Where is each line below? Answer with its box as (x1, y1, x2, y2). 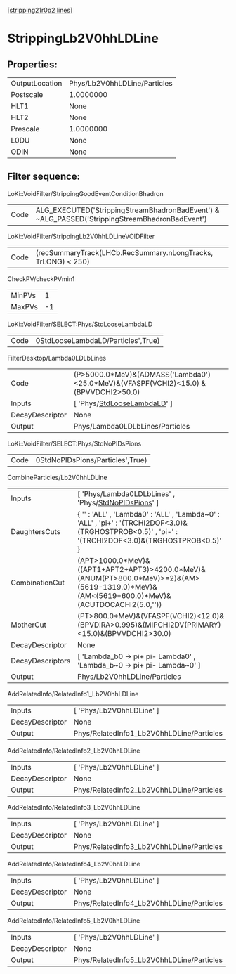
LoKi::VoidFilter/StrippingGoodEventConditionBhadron (7, 189, 164, 197)
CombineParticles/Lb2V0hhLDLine (7, 473, 107, 481)
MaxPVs (11, 301, 39, 311)
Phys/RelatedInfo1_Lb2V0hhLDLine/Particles (73, 728, 223, 738)
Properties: (7, 58, 58, 70)
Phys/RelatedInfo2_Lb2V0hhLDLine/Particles (73, 785, 223, 795)
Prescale (11, 124, 40, 134)
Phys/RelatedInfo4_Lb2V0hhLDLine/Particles (73, 898, 223, 908)
